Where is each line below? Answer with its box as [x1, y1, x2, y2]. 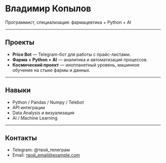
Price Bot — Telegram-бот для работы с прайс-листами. [12, 51, 131, 57]
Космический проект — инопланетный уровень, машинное [12, 62, 140, 68]
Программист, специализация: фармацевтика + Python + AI [5, 19, 131, 25]
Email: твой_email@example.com [12, 152, 80, 158]
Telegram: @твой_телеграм [12, 147, 70, 153]
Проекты [5, 38, 35, 47]
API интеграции [12, 104, 45, 110]
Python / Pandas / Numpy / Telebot [12, 99, 84, 105]
